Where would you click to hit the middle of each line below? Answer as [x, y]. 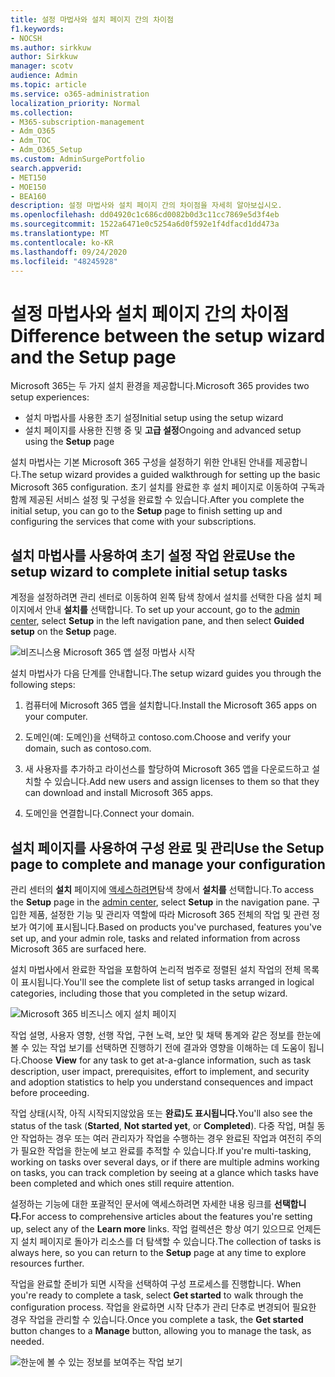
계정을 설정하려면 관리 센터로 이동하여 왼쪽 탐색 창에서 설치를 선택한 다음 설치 [161, 597]
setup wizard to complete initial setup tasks [149, 571]
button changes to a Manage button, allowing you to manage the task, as [161, 1330]
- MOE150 [28, 187]
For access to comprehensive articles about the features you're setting [167, 1216]
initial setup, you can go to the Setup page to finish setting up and [146, 511]
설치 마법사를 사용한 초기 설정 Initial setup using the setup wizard [154, 418]
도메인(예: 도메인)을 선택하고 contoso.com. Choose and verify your [158, 737]
